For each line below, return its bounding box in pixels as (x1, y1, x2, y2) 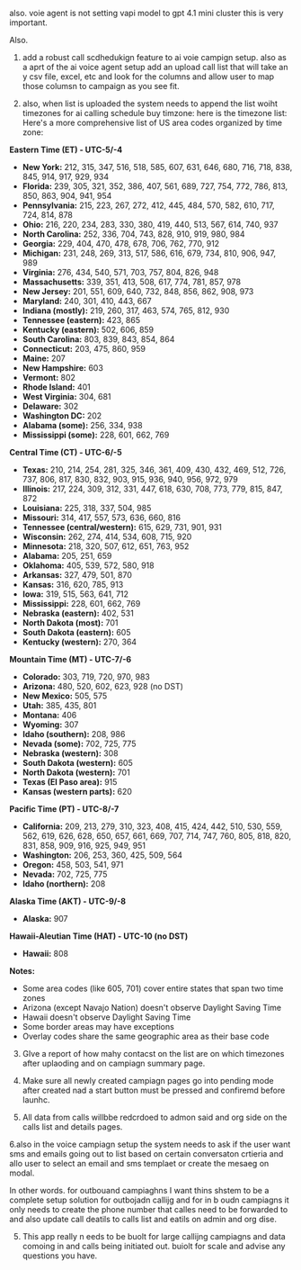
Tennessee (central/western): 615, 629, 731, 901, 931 (22, 522, 222, 532)
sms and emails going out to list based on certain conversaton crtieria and (9, 1148, 284, 1159)
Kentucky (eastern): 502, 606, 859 (22, 324, 155, 335)
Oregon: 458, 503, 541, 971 (22, 860, 124, 869)
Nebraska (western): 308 (22, 748, 119, 759)
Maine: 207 (22, 353, 66, 364)
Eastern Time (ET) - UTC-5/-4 (9, 144, 123, 155)
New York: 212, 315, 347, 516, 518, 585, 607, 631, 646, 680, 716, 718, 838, (22, 162, 293, 172)
